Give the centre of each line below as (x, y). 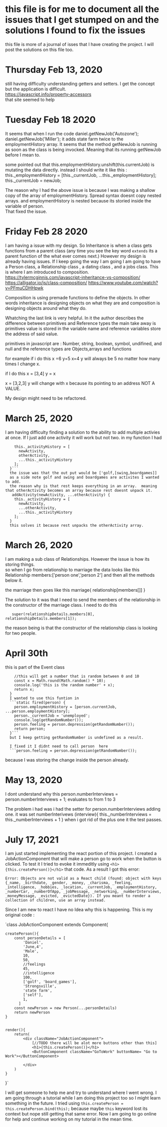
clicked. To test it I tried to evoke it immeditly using (57, 864)
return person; (30, 729)
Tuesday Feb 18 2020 (50, 120)
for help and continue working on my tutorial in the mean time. (69, 1119)
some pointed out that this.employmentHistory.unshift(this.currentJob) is (80, 164)
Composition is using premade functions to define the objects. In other (78, 297)
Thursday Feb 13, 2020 (54, 70)
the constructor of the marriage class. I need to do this (61, 605)
